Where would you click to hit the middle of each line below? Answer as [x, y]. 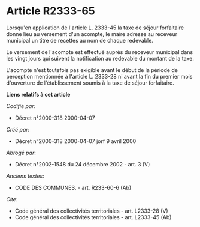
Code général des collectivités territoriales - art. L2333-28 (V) [92, 211]
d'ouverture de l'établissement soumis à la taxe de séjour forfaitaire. [90, 83]
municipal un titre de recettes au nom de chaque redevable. [80, 40]
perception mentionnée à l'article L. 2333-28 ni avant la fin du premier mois [99, 76]
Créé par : [18, 129]
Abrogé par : [21, 153]
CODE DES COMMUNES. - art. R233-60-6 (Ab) [73, 187]
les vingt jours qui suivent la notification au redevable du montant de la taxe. [100, 58]
